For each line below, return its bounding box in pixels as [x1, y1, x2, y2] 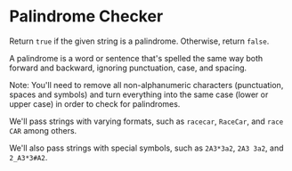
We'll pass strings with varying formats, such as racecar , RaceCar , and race [9, 116, 284, 126]
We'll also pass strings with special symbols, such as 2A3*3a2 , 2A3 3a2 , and [9, 142, 284, 153]
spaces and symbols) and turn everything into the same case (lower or [9, 89, 269, 100]
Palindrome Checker [9, 6, 164, 27]
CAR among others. [9, 125, 77, 135]
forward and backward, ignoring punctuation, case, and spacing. [9, 62, 247, 73]
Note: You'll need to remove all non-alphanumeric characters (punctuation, [9, 79, 284, 90]
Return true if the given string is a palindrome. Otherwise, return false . [9, 36, 270, 46]
